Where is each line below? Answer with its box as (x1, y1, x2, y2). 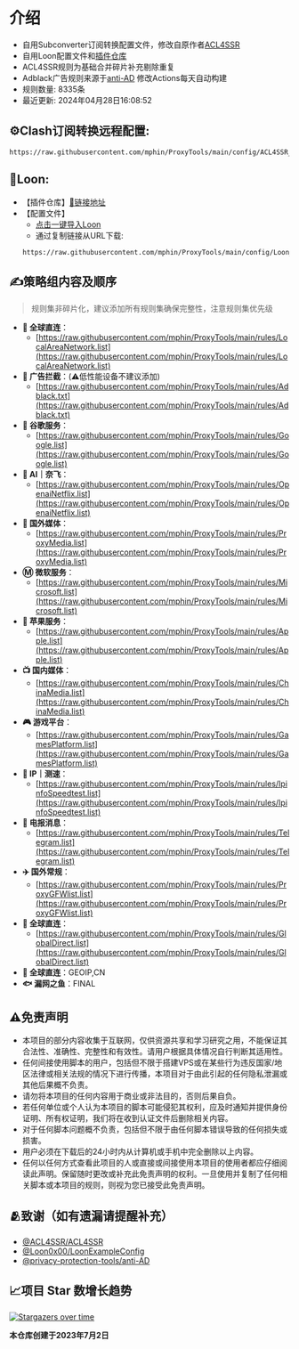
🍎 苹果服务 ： (21, 616, 69, 627)
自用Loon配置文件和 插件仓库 (21, 50, 127, 61)
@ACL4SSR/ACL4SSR (21, 1237, 104, 1247)
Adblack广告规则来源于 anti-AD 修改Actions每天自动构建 (21, 72, 228, 83)
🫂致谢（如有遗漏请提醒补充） (9, 1208, 174, 1223)
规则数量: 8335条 (21, 84, 86, 94)
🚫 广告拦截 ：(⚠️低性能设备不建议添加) (21, 371, 160, 382)
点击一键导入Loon (35, 219, 101, 230)
